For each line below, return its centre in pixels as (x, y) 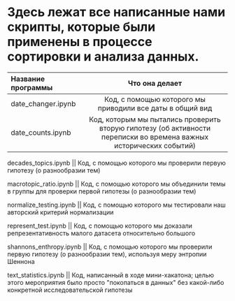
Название (28, 79)
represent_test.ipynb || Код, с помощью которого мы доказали (100, 226)
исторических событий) (155, 145)
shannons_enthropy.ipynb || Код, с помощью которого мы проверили (110, 247)
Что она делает (155, 83)
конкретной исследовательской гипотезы (70, 290)
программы (32, 87)
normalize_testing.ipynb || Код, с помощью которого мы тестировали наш (116, 205)
